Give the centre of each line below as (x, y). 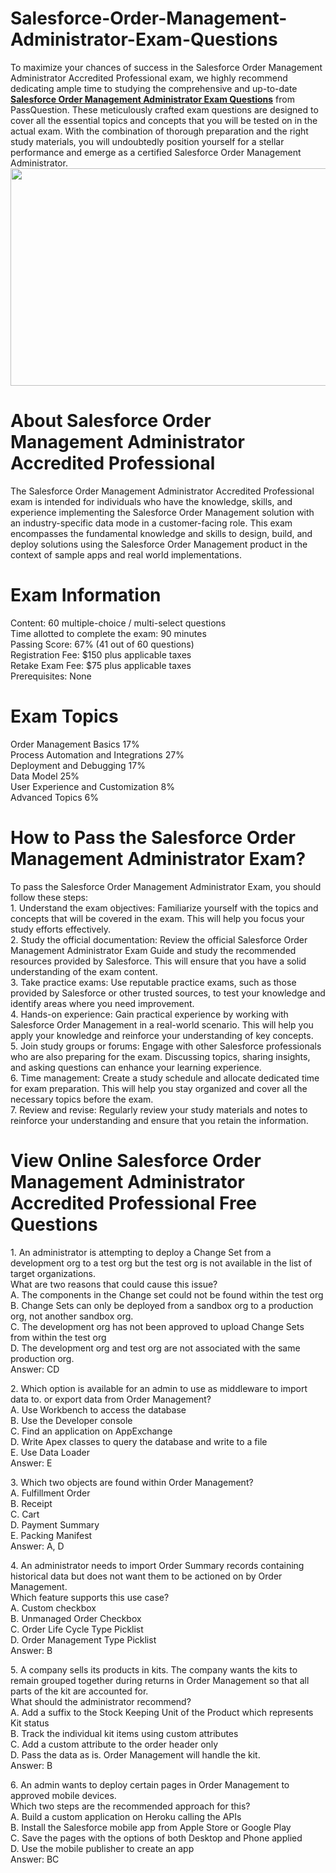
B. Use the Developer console (71, 1420)
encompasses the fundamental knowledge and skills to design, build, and (161, 533)
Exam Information (86, 595)
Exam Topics (64, 716)
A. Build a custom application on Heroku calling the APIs (126, 1816)
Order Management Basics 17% (75, 744)
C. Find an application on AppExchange (91, 1431)
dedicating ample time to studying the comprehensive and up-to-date (154, 88)
